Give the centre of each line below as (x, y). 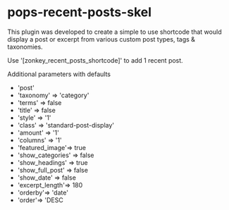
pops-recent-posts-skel (80, 12)
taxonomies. (25, 47)
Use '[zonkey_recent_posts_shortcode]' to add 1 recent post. (95, 60)
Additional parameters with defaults (59, 74)
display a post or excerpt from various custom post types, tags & (101, 39)
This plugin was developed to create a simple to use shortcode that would (114, 32)
